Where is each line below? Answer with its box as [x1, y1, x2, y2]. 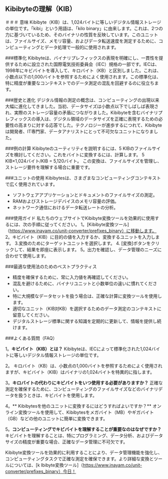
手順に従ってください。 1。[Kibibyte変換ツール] [31, 221, 129, 227]
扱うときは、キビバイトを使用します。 [18, 392, 97, 398]
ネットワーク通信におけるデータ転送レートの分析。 [12, 204, 118, 210]
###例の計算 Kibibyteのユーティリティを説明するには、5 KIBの [5, 145, 134, 151]
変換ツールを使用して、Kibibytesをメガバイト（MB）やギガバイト [18, 409, 154, 415]
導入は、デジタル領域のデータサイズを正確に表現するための [36, 116, 159, 122]
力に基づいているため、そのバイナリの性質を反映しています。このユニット [5, 32, 158, 38]
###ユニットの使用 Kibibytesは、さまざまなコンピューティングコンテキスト [5, 175, 161, 181]
